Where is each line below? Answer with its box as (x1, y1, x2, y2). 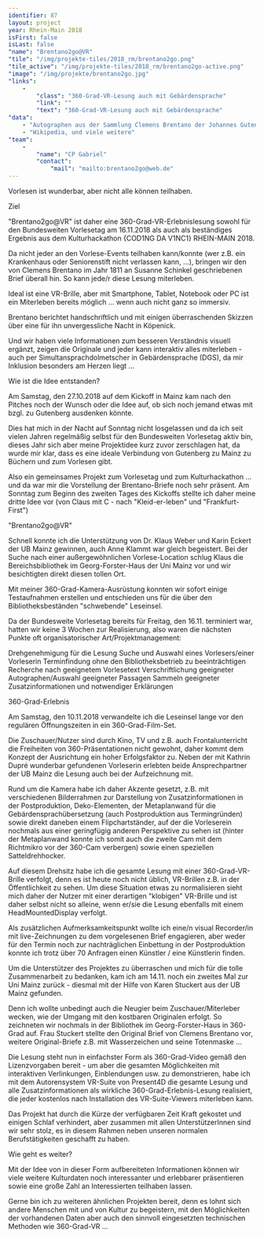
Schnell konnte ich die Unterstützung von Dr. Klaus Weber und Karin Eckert (8, 536, 251, 545)
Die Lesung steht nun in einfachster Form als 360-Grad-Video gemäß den (8, 1052, 247, 1061)
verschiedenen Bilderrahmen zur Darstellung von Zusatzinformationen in (8, 792, 244, 802)
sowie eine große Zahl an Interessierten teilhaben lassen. (8, 1181, 192, 1191)
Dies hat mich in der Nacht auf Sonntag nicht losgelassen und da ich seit (8, 423, 244, 433)
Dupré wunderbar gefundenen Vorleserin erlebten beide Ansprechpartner (8, 761, 247, 770)
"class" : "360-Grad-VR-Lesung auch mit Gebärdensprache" (36, 92, 226, 100)
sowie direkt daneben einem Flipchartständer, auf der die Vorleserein (8, 818, 232, 827)
